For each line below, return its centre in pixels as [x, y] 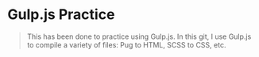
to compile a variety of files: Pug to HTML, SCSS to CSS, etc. [126, 44]
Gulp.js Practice [61, 15]
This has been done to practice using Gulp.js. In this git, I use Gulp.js [139, 36]
